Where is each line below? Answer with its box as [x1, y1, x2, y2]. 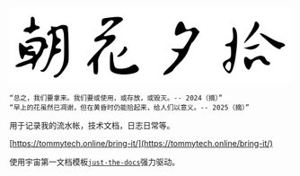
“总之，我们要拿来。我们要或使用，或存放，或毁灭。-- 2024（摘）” [9, 93, 223, 102]
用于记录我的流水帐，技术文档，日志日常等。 [9, 119, 175, 130]
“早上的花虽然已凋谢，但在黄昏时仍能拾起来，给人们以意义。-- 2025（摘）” [9, 102, 250, 112]
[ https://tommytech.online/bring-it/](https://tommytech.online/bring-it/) [9, 137, 273, 148]
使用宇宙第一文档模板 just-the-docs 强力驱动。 [9, 156, 181, 167]
